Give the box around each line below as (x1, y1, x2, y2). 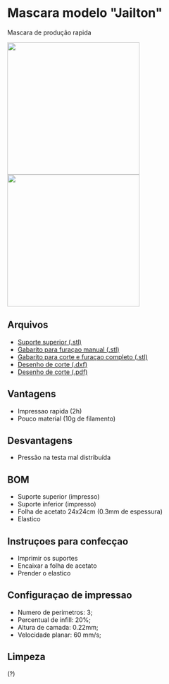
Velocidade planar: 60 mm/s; (17, 630, 102, 639)
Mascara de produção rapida (7, 28, 92, 37)
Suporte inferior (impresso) (17, 500, 96, 509)
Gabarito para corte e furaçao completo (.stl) (17, 352, 148, 361)
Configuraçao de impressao (7, 590, 132, 602)
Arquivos (7, 319, 49, 331)
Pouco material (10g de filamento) (17, 414, 116, 423)
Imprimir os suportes (17, 554, 78, 562)
